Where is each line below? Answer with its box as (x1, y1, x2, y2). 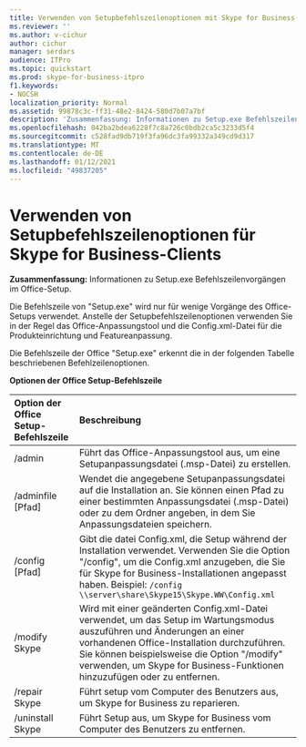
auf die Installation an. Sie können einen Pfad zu (78, 484, 284, 496)
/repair (14, 685, 43, 698)
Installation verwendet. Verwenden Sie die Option (78, 544, 291, 557)
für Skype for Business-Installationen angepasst (78, 567, 287, 579)
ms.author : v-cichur (9, 30, 88, 39)
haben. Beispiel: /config (78, 578, 182, 591)
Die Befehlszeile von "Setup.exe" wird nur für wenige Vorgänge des (9, 302, 263, 312)
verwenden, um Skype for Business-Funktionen (78, 660, 284, 672)
